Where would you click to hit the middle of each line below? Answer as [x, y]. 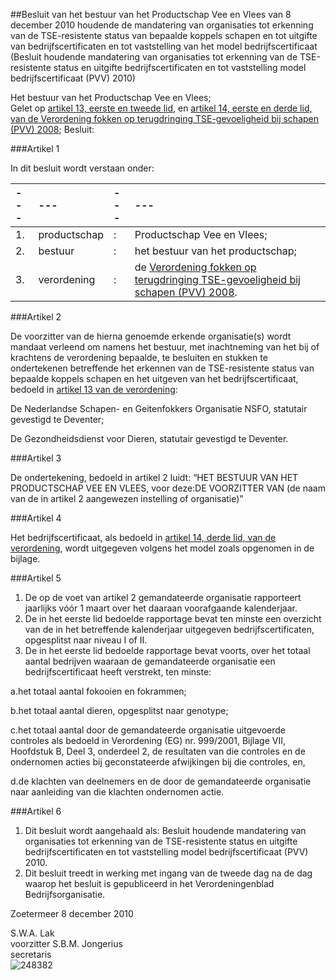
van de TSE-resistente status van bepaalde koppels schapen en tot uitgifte [164, 35]
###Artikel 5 [36, 578]
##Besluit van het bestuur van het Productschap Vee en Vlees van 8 [151, 14]
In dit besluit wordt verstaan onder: [82, 168]
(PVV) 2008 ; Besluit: [52, 129]
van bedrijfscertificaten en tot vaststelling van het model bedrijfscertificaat [164, 46]
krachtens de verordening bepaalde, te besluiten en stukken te [139, 357]
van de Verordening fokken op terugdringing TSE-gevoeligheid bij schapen [164, 118]
